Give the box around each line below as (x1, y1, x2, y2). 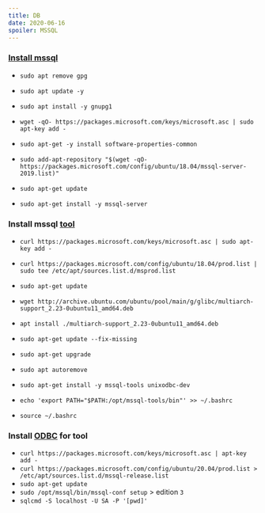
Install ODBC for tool (8, 430, 89, 441)
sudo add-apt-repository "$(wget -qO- (19, 155, 148, 163)
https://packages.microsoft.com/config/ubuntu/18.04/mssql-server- (19, 162, 247, 170)
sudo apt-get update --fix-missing (19, 335, 138, 343)
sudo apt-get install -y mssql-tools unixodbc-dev (19, 381, 191, 389)
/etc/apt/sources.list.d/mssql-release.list (19, 472, 169, 480)
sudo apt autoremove (19, 366, 88, 374)
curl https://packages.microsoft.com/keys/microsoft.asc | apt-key (19, 450, 247, 458)
